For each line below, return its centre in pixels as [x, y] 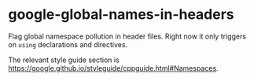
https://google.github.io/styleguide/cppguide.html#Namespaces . [113, 68]
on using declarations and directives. [68, 44]
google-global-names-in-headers [121, 15]
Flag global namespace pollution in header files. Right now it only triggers [127, 36]
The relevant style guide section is [64, 60]
